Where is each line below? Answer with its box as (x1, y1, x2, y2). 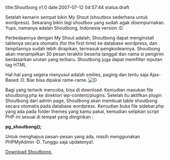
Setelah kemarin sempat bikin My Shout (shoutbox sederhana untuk (5, 14, 148, 20)
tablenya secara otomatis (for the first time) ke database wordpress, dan (5, 40, 157, 46)
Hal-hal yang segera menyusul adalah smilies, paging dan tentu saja (5, 72, 149, 78)
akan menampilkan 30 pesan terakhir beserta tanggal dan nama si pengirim (5, 51, 164, 57)
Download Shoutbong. (5, 149, 53, 154)
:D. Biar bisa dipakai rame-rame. (19, 77, 88, 83)
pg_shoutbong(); (5, 124, 42, 130)
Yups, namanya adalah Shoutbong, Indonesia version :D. (5, 25, 124, 31)
